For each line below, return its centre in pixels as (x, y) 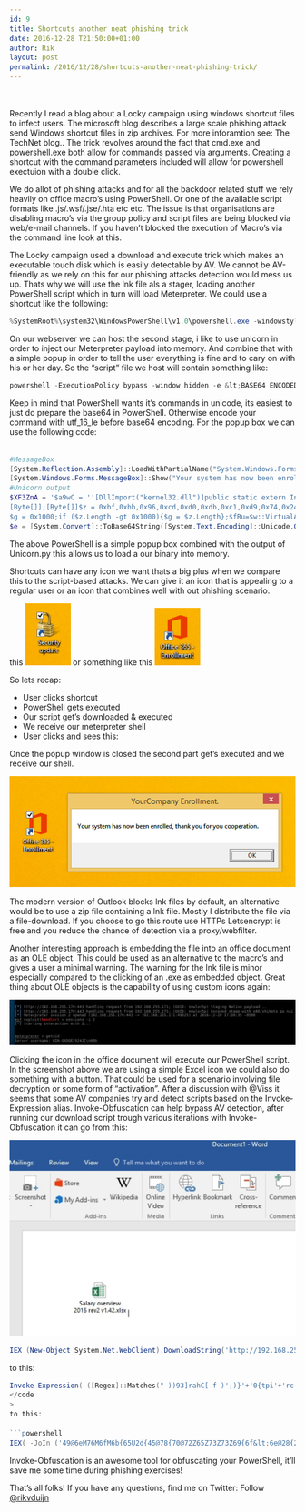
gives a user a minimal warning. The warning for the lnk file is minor (136, 968)
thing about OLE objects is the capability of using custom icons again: (140, 987)
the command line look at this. (66, 237)
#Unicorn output (40, 488)
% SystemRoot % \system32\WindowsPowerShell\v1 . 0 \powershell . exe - (133, 321)
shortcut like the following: (59, 303)
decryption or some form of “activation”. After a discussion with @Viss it (144, 1088)
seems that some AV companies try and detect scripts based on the (136, 1098)
